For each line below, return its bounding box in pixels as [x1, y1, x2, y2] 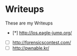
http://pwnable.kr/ [12, 45, 50, 51]
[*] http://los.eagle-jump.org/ [12, 29, 72, 35]
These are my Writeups [5, 20, 53, 26]
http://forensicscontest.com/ [12, 39, 71, 45]
